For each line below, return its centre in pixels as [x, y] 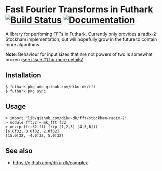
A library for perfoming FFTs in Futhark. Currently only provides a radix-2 [81, 34]
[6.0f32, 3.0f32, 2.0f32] [32, 131]
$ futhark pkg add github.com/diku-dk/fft [50, 87]
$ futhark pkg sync [26, 91]
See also [19, 151]
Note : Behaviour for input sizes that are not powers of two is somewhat [79, 54]
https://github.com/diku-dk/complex [50, 163]
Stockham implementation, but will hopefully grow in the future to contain [81, 39]
